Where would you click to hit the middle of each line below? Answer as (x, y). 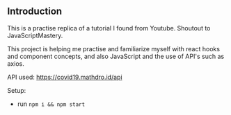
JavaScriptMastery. (35, 35)
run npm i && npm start (51, 104)
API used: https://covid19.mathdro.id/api (65, 77)
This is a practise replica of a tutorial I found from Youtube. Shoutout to (109, 28)
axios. (16, 63)
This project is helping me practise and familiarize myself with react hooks (114, 48)
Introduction (35, 11)
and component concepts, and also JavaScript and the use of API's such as (116, 56)
